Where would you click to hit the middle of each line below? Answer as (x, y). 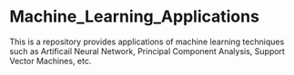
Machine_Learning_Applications (134, 17)
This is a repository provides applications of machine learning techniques (147, 42)
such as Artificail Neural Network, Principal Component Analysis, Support (147, 51)
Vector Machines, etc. (51, 61)
